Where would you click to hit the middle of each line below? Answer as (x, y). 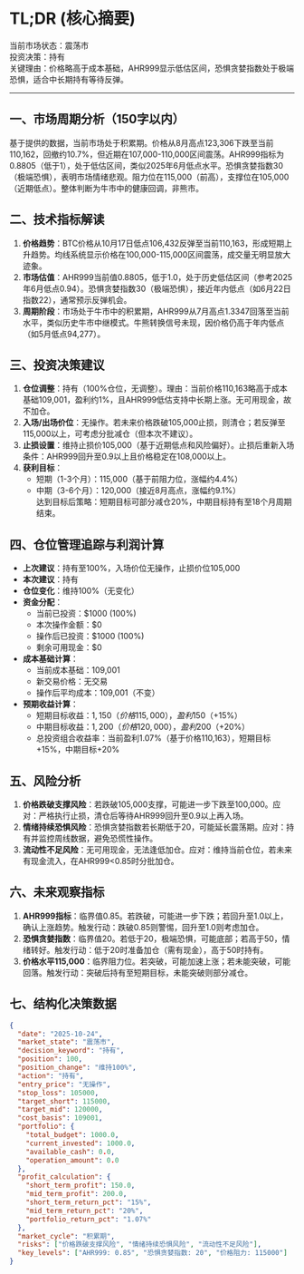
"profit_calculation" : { (64, 1177)
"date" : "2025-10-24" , (60, 1034)
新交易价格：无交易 (72, 682)
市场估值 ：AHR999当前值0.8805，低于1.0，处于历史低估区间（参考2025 (157, 277)
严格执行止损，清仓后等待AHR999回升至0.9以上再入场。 (143, 816)
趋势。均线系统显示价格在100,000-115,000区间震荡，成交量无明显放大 (161, 254)
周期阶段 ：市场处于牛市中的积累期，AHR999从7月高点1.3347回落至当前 (156, 311)
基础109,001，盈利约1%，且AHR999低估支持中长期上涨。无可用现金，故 (157, 400)
